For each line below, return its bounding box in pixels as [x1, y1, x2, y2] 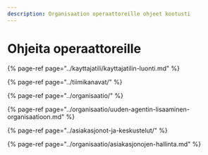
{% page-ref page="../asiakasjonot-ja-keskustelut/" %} [7, 126, 168, 135]
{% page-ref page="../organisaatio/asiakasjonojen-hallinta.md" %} [7, 139, 202, 148]
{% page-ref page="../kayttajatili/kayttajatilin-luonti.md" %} [7, 64, 180, 73]
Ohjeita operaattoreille [7, 40, 142, 56]
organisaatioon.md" [7, 112, 65, 120]
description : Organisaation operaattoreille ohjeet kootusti [7, 10, 191, 18]
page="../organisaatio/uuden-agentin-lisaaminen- [44, 105, 190, 113]
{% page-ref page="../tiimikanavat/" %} [7, 77, 123, 86]
